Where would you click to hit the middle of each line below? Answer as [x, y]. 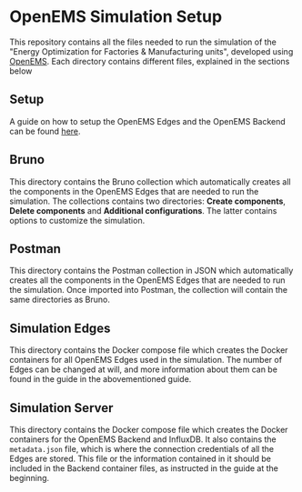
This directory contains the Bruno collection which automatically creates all [150, 181]
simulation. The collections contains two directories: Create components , [148, 201]
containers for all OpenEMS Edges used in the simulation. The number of [146, 360]
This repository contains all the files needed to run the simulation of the [143, 42]
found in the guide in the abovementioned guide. [101, 379]
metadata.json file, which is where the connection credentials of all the [142, 449]
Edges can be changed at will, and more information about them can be [143, 369]
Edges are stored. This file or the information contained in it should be [140, 458]
